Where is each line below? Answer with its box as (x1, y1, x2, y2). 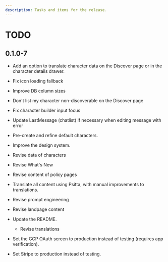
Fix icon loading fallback (12, 78, 64, 84)
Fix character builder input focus (12, 107, 81, 113)
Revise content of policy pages (12, 171, 77, 178)
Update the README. (12, 216, 57, 222)
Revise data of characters (12, 152, 67, 158)
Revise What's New (12, 161, 53, 167)
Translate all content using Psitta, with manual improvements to (12, 181, 144, 187)
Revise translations (20, 226, 60, 232)
